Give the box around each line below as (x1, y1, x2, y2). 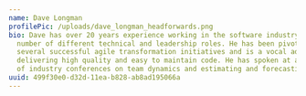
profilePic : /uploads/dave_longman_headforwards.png (8, 22, 214, 31)
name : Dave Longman (8, 13, 83, 23)
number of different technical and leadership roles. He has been (16, 38, 275, 48)
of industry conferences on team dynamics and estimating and (16, 65, 259, 74)
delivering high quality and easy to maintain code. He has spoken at (16, 56, 291, 65)
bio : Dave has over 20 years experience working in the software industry (8, 30, 300, 39)
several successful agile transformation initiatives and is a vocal (16, 48, 287, 57)
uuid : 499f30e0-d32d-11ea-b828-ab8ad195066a (8, 73, 181, 82)
